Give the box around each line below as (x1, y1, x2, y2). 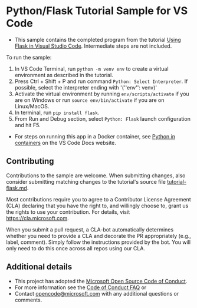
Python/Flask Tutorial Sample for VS (6, 4, 188, 18)
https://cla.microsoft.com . (6, 214, 69, 221)
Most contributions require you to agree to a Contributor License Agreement (6, 196, 191, 203)
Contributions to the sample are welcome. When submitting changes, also (6, 172, 186, 179)
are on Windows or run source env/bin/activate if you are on (14, 96, 165, 104)
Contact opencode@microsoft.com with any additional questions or (14, 290, 179, 297)
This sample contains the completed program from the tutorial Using (14, 36, 181, 43)
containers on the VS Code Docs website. (14, 139, 117, 146)
